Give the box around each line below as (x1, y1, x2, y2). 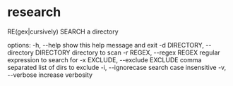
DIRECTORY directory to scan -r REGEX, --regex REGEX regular (35, 48, 220, 57)
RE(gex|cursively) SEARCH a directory (7, 27, 119, 36)
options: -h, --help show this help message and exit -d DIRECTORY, (7, 41, 205, 49)
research (7, 4, 61, 20)
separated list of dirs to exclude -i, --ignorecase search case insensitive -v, (7, 63, 227, 71)
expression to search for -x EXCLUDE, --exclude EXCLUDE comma (7, 55, 202, 64)
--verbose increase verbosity (7, 71, 93, 79)
